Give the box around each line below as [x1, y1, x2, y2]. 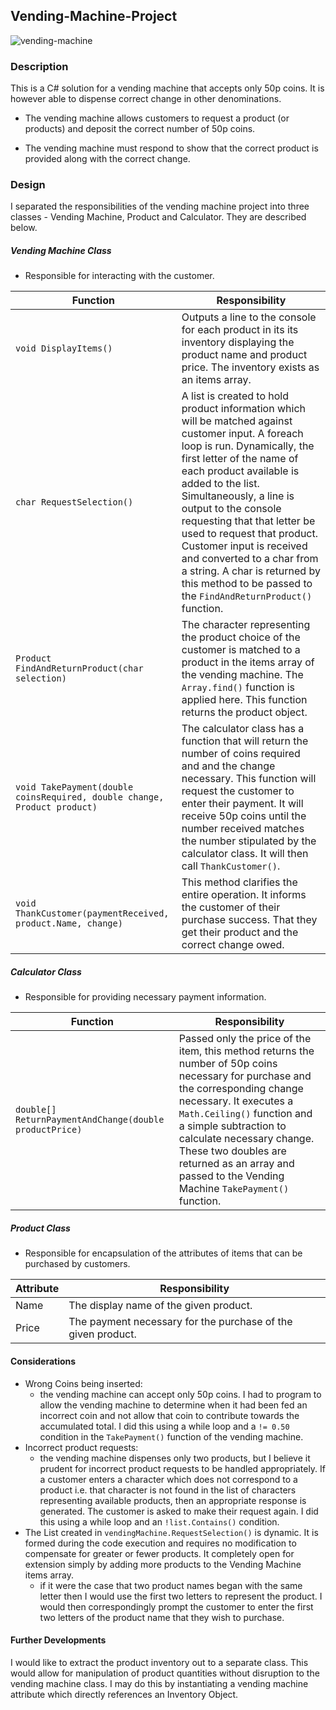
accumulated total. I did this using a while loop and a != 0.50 [39, 1420, 290, 1432]
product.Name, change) [15, 918, 123, 929]
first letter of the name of [181, 452, 299, 466]
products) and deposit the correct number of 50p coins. [24, 123, 256, 135]
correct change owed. [181, 938, 285, 952]
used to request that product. [181, 527, 319, 541]
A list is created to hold [181, 389, 290, 403]
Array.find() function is [181, 680, 296, 694]
